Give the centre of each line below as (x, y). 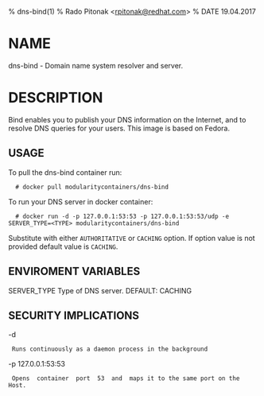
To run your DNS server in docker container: (81, 201)
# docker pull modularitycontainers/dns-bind (92, 187)
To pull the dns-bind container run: (65, 172)
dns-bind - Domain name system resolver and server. (96, 65)
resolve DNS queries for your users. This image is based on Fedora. (119, 128)
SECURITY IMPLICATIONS (74, 315)
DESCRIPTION (56, 98)
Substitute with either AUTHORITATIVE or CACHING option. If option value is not (132, 238)
